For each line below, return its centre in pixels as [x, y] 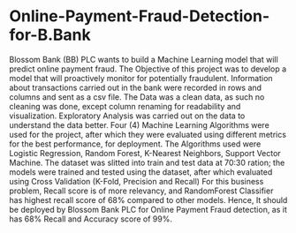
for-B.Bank [50, 35]
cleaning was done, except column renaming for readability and [125, 106]
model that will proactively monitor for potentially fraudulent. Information [141, 78]
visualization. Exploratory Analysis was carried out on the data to [127, 116]
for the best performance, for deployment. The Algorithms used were [135, 144]
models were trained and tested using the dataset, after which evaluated [141, 172]
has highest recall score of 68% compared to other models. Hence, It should [148, 199]
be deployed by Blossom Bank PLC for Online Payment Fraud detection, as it [148, 209]
